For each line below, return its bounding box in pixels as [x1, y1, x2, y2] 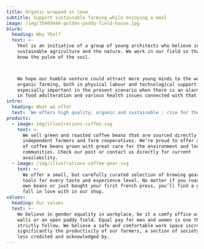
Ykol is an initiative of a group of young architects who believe [17, 43, 191, 49]
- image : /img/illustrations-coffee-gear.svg [12, 160, 129, 166]
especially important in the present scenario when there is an [17, 87, 183, 93]
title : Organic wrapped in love [6, 9, 88, 15]
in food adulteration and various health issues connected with [17, 92, 183, 99]
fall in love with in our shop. [22, 189, 104, 195]
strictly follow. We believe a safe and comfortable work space [17, 222, 183, 228]
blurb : [6, 26, 23, 32]
